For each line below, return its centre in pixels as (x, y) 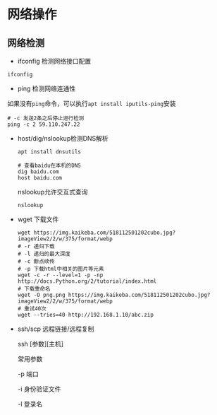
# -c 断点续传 (36, 262)
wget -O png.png (41, 295)
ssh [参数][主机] (41, 344)
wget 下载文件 (38, 219)
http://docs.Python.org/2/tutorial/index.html (87, 281)
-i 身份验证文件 (39, 389)
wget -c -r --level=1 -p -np (60, 275)
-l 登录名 (30, 404)
